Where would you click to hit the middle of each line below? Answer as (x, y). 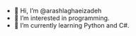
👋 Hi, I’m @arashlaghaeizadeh (58, 11)
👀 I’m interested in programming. (62, 18)
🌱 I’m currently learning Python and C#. (72, 25)
